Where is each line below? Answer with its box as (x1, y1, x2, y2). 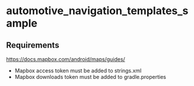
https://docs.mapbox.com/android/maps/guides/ (6, 56, 126, 62)
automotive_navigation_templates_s (6, 4, 189, 18)
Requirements (6, 40, 59, 50)
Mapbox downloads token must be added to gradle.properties (14, 74, 167, 80)
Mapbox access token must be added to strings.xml (14, 67, 142, 74)
